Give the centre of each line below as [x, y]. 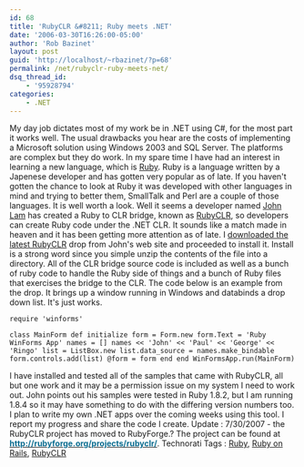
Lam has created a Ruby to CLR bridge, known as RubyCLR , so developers [149, 216]
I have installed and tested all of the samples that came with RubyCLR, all [147, 376]
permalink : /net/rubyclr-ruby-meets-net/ [89, 69]
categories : [32, 94]
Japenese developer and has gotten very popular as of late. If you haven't [148, 177]
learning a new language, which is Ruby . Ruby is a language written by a [145, 167]
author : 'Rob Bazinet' [52, 43]
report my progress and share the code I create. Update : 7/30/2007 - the [147, 424]
